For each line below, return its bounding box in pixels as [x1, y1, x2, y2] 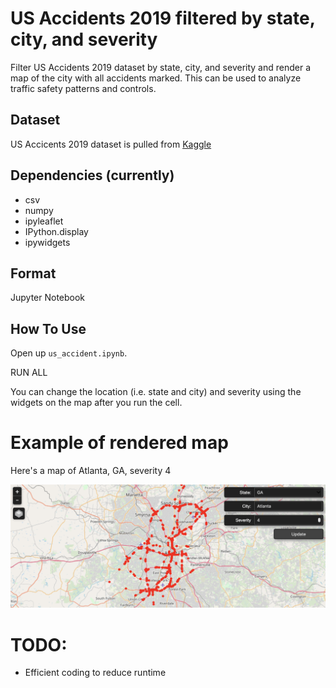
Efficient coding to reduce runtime [24, 667, 167, 679]
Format [10, 265, 57, 282]
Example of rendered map [10, 432, 229, 454]
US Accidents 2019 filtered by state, [10, 7, 316, 30]
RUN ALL [10, 367, 48, 379]
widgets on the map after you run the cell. [10, 397, 183, 409]
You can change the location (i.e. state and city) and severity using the [10, 386, 302, 398]
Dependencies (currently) [10, 167, 175, 184]
